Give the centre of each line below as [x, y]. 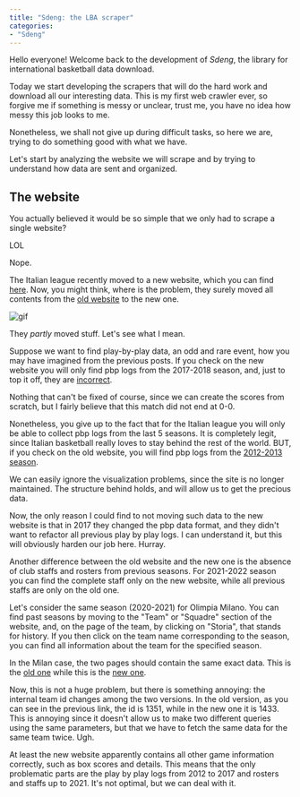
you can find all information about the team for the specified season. [136, 646]
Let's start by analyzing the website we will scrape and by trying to [133, 159]
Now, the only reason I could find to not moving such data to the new [137, 516]
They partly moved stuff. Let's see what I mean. [97, 334]
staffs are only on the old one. [64, 590]
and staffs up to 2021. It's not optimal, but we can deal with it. [123, 784]
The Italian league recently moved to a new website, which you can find [141, 280]
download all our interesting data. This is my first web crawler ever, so [139, 96]
